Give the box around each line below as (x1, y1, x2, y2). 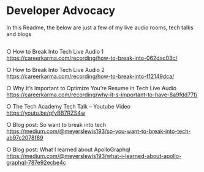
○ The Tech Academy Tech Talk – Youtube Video (6, 103, 130, 110)
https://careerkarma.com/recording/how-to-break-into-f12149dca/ (6, 73, 175, 80)
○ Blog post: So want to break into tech (6, 121, 107, 129)
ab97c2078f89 (6, 134, 44, 142)
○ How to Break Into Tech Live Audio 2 (6, 66, 105, 74)
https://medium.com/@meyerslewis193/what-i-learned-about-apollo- (6, 152, 182, 160)
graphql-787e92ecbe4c (6, 159, 66, 167)
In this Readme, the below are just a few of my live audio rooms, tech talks (6, 24, 194, 31)
